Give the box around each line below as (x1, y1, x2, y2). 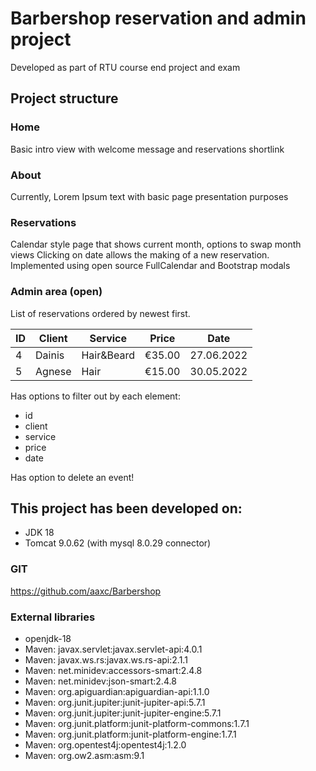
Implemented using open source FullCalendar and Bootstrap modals (10, 260, 291, 272)
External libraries (10, 610, 96, 624)
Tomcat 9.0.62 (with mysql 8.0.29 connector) (24, 537, 212, 549)
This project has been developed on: (10, 500, 243, 517)
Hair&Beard (81, 348, 136, 362)
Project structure (10, 90, 119, 107)
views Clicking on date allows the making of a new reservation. (10, 249, 270, 261)
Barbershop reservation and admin (10, 7, 307, 30)
